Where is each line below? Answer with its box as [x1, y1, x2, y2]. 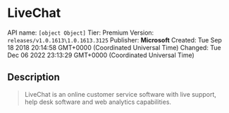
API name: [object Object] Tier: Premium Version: [7, 28, 154, 37]
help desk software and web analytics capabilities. [24, 97, 171, 106]
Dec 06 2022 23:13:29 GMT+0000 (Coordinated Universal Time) [7, 51, 195, 59]
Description [7, 71, 60, 83]
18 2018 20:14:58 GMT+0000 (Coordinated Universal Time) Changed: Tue [7, 43, 221, 52]
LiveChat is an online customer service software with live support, [24, 90, 217, 98]
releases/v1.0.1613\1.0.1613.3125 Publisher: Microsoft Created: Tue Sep [7, 35, 222, 44]
